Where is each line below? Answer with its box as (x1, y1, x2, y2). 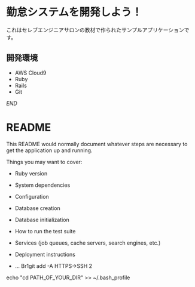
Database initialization (14, 216, 70, 223)
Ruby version (14, 169, 48, 177)
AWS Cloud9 (14, 69, 47, 76)
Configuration (14, 193, 49, 200)
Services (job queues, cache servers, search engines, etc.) (14, 239, 161, 246)
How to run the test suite (14, 227, 76, 234)
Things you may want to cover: (6, 158, 83, 165)
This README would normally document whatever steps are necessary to (6, 140, 188, 147)
